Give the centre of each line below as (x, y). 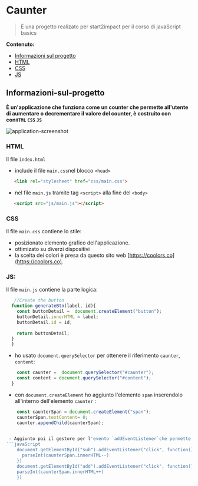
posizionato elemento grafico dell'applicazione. (72, 243)
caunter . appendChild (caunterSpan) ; (60, 423)
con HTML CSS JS (24, 120)
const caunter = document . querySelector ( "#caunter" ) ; (85, 373)
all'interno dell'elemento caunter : (55, 401)
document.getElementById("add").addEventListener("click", (91, 466)
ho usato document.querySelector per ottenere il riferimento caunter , (98, 356)
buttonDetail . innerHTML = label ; (58, 317)
